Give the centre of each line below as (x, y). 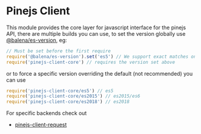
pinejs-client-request (41, 125)
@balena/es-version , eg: (37, 40)
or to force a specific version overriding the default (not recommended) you (100, 73)
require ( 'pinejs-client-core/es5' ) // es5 (60, 91)
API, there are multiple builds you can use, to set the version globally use (96, 33)
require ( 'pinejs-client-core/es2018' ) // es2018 (68, 102)
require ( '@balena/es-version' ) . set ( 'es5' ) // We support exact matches (97, 57)
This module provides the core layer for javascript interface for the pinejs (96, 27)
